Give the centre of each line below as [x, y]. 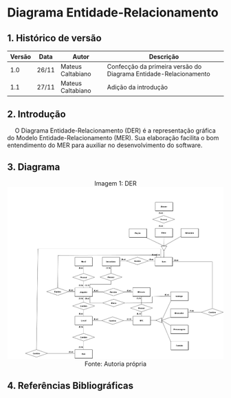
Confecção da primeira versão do [154, 66]
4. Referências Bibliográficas [70, 385]
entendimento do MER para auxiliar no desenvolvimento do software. [105, 145]
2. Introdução [37, 114]
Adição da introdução [137, 87]
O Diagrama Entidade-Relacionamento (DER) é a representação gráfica [115, 131]
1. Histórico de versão [54, 38]
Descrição [164, 56]
